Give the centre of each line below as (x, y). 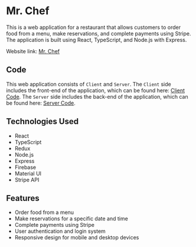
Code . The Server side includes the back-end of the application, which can (97, 96)
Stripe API (27, 180)
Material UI (28, 173)
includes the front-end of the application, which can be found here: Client (95, 90)
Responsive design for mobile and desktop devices (77, 238)
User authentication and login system (60, 231)
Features (23, 198)
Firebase (25, 167)
